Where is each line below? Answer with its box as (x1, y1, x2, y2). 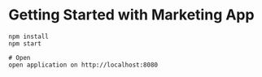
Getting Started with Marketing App (8, 6, 255, 24)
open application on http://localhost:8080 (8, 61, 159, 69)
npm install (8, 32, 49, 41)
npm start (8, 39, 42, 48)
